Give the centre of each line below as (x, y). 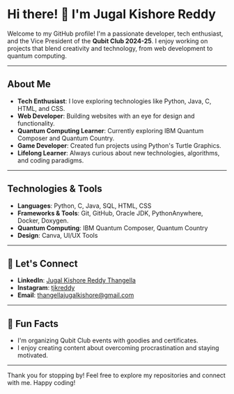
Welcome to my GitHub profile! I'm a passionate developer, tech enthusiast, (115, 33)
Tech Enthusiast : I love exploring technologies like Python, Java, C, (114, 101)
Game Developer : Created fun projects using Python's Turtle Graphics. (119, 145)
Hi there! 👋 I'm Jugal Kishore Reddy (111, 14)
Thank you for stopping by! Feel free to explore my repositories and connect (117, 375)
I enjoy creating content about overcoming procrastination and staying (118, 348)
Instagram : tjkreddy (46, 288)
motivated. (33, 356)
